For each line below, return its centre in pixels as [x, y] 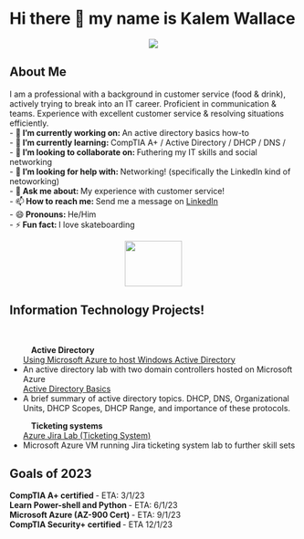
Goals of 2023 [51, 473]
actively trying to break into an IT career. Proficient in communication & [143, 103]
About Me [38, 72]
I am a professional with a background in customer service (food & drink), [147, 94]
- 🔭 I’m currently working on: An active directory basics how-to [129, 132]
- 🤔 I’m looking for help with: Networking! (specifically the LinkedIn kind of [150, 171]
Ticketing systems [67, 425]
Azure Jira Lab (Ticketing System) [87, 435]
